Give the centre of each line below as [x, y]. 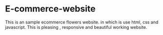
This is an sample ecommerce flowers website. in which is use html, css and [82, 22]
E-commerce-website [51, 9]
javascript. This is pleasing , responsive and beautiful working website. [76, 27]
